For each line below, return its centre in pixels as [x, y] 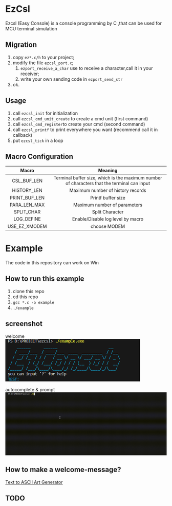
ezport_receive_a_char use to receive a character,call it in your [87, 68]
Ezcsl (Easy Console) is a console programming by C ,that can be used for [84, 23]
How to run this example [45, 279]
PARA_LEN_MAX [27, 205]
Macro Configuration [39, 157]
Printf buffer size [108, 197]
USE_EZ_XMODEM [27, 226]
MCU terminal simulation [31, 28]
